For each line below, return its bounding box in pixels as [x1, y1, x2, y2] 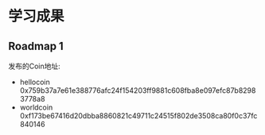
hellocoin [19, 77, 50, 87]
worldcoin [19, 102, 53, 112]
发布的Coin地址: [8, 61, 61, 71]
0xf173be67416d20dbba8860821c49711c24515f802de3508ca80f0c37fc [19, 111, 258, 120]
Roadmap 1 [8, 39, 64, 52]
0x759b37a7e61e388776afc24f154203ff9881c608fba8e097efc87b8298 [19, 86, 256, 95]
